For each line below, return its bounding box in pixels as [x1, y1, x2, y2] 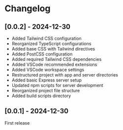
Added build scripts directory [11, 93, 71, 99]
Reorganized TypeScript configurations [11, 41, 92, 47]
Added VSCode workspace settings [11, 67, 85, 73]
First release [4, 120, 30, 126]
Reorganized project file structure [11, 88, 80, 93]
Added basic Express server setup [11, 77, 82, 83]
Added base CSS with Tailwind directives [11, 46, 95, 52]
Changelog [4, 3, 51, 14]
